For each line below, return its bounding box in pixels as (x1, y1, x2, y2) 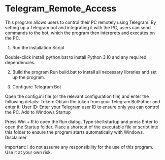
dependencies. (5, 59, 35, 65)
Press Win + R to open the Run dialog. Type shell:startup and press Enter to (5, 119, 158, 124)
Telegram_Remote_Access (5, 3, 117, 14)
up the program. (12, 74, 45, 80)
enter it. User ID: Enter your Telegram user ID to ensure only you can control (5, 104, 160, 110)
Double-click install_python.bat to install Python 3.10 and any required (5, 54, 147, 60)
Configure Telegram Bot (12, 83, 61, 89)
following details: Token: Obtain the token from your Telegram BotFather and (5, 98, 160, 104)
